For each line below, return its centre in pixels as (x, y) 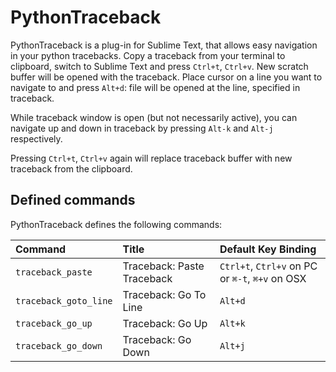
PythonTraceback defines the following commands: (116, 224)
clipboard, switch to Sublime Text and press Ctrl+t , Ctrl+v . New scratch (159, 66)
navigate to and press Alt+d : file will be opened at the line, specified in (155, 87)
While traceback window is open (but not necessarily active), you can (154, 117)
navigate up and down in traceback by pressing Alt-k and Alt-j (142, 128)
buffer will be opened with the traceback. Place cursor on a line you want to (166, 77)
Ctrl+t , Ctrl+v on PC (268, 266)
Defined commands (73, 200)
